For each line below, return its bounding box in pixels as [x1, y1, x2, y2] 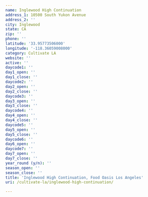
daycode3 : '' [5, 94, 33, 99]
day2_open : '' [5, 84, 36, 89]
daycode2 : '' [5, 79, 33, 84]
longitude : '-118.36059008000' [5, 46, 72, 51]
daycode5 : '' [5, 122, 33, 128]
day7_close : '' [5, 156, 38, 161]
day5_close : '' [5, 132, 38, 137]
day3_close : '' [5, 103, 38, 109]
